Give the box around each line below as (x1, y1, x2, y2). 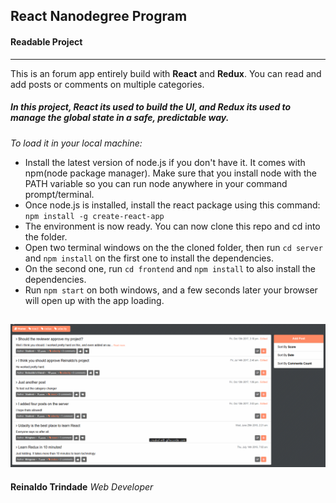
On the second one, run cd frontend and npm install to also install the (24, 262, 317, 274)
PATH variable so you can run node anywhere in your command (24, 177, 288, 189)
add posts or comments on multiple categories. (10, 78, 205, 90)
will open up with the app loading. (24, 294, 165, 306)
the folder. (24, 230, 68, 243)
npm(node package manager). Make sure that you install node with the (24, 167, 318, 179)
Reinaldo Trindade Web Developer (10, 480, 154, 493)
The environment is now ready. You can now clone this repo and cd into (24, 220, 321, 232)
